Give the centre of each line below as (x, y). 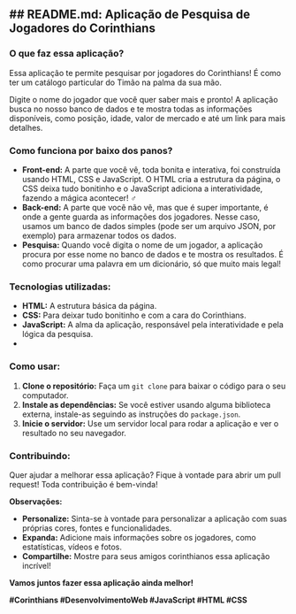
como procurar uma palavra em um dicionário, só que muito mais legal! (151, 264)
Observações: (36, 501)
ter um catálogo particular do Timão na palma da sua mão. (116, 82)
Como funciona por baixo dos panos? (91, 150)
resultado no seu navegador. (74, 433)
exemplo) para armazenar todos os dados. (99, 235)
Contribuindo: (40, 456)
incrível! (36, 565)
